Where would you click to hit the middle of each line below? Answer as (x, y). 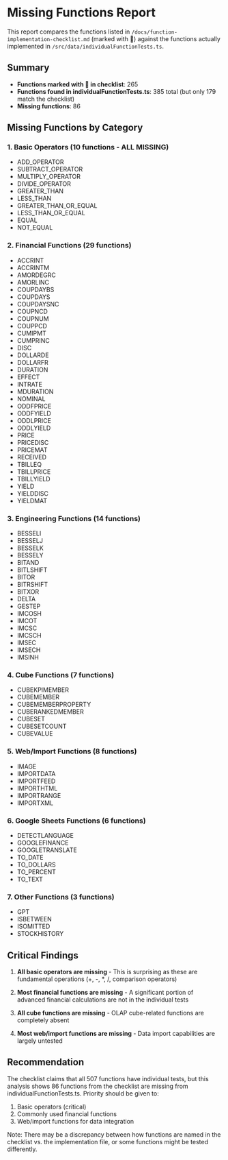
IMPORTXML (35, 803)
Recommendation (45, 1062)
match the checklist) (46, 99)
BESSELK (30, 548)
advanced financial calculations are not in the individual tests (103, 1000)
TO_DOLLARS (36, 865)
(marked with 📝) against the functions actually (156, 38)
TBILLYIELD (33, 479)
